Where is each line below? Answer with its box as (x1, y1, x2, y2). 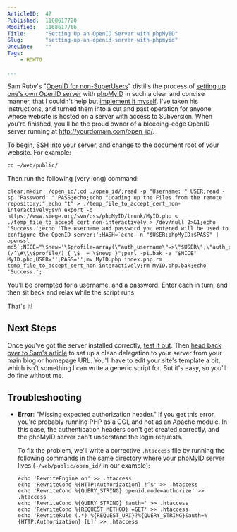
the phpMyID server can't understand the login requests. (17, 432, 183, 442)
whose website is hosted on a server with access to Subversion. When (7, 112, 213, 120)
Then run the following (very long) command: (7, 174, 139, 182)
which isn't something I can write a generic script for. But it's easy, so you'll (7, 363, 227, 372)
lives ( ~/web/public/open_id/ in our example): (17, 461, 150, 470)
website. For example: (7, 148, 72, 156)
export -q (63, 206, 93, 213)
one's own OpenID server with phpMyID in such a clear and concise (7, 89, 205, 97)
